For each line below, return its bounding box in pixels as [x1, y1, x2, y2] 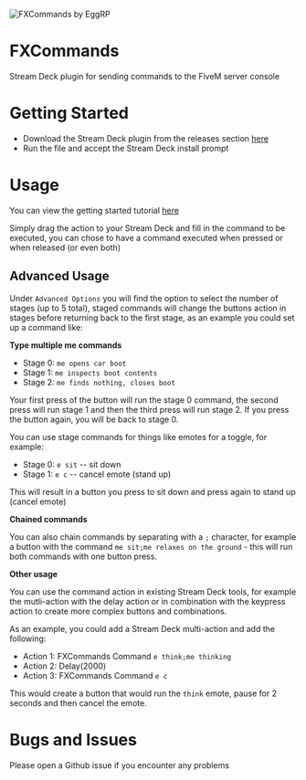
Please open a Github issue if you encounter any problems [9, 759, 230, 771]
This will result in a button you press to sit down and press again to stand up [9, 486, 296, 497]
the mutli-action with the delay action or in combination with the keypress [9, 596, 286, 606]
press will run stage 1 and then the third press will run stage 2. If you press [9, 404, 290, 415]
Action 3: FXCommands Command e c [22, 669, 168, 680]
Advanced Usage [9, 269, 110, 284]
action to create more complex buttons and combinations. [9, 606, 227, 617]
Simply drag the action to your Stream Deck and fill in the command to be [9, 222, 286, 233]
